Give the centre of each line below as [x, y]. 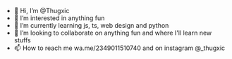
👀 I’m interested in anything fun [59, 18]
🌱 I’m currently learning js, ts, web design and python [91, 25]
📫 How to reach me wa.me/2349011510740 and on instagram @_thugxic [120, 48]
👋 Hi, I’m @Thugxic [42, 11]
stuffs [22, 40]
